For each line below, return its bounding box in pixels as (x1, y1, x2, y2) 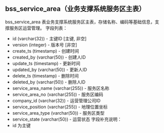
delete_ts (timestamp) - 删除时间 (12, 72, 79, 78)
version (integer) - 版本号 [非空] (12, 42, 78, 48)
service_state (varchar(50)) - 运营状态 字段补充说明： (12, 116, 122, 122)
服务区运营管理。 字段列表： (9, 25, 68, 31)
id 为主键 (12, 122, 31, 128)
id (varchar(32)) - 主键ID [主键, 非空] (12, 35, 87, 41)
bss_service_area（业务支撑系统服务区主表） (5, 4, 146, 13)
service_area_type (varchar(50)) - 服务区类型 (12, 110, 105, 116)
